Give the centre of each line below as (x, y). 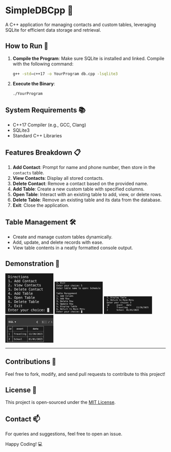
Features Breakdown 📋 (43, 152)
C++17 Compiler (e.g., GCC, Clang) (49, 125)
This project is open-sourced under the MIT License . (61, 402)
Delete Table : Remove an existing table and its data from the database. (87, 200)
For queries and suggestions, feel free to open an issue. (64, 434)
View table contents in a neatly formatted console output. (73, 248)
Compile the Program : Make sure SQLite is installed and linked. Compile (88, 58)
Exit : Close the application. (41, 205)
